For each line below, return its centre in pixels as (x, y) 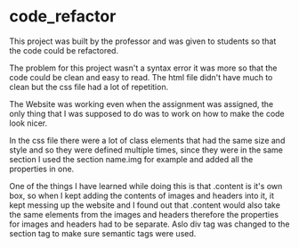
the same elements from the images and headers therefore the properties (144, 214)
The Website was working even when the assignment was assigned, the (141, 103)
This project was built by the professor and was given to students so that (143, 41)
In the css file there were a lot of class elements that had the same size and (147, 140)
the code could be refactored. (64, 50)
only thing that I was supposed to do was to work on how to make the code (147, 113)
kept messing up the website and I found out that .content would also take (145, 205)
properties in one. (42, 169)
